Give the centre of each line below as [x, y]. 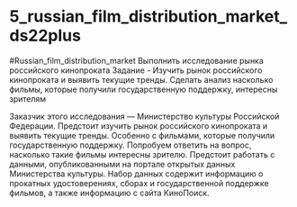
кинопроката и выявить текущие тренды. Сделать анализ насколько [141, 79]
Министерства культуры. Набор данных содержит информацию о [136, 174]
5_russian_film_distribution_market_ [148, 17]
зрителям [28, 99]
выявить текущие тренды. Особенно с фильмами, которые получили [142, 135]
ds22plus [45, 36]
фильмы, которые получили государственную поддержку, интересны [144, 89]
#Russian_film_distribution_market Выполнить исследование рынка [136, 60]
